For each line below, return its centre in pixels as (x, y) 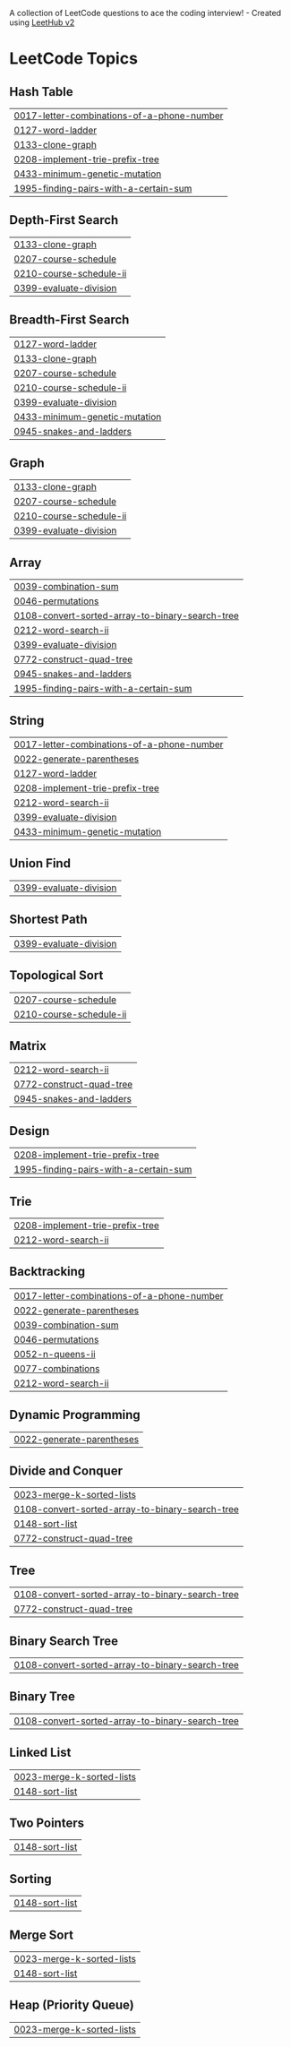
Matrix (28, 1046)
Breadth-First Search (69, 320)
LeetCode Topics (74, 59)
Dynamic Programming (75, 1415)
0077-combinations (57, 1368)
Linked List (40, 1753)
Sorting (30, 1879)
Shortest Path (48, 920)
